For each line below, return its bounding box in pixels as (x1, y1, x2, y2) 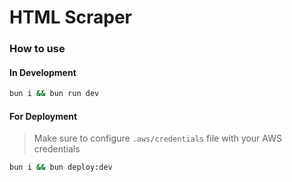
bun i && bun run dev (9, 89, 100, 99)
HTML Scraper (9, 6, 132, 29)
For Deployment (9, 110, 78, 122)
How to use (9, 42, 66, 56)
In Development (9, 66, 77, 78)
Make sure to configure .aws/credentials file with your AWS (33, 132, 282, 145)
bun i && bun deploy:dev (9, 162, 113, 173)
